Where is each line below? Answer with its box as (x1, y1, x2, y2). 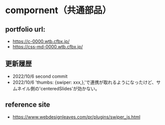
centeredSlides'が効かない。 (40, 85, 100, 91)
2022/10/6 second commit (12, 73, 68, 79)
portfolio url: (5, 25, 45, 33)
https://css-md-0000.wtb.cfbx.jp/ (12, 44, 83, 49)
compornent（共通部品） (5, 5, 112, 16)
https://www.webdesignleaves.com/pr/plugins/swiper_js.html (12, 114, 140, 120)
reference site (5, 100, 50, 109)
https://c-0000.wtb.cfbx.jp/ (12, 38, 70, 44)
